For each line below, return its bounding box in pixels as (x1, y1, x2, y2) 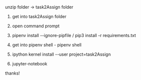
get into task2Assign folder (12, 14, 67, 19)
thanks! (5, 70, 20, 76)
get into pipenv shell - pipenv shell (12, 42, 82, 48)
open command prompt (12, 23, 60, 29)
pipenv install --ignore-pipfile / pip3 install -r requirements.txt (12, 33, 136, 38)
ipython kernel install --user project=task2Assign (12, 51, 111, 57)
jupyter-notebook (12, 61, 47, 66)
